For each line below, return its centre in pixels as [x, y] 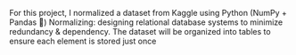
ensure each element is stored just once [83, 41]
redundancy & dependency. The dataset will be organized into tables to [140, 31]
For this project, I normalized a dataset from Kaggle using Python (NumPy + [148, 13]
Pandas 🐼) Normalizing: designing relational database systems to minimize [146, 22]
